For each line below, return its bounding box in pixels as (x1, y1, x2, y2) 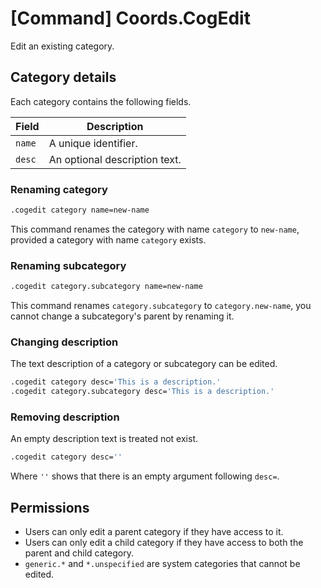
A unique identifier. (48, 136, 138, 150)
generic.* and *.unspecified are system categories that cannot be (24, 558, 301, 570)
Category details (10, 69, 117, 86)
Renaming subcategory (10, 258, 127, 272)
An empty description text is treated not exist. (10, 433, 198, 445)
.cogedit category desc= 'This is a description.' (10, 377, 222, 387)
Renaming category (10, 182, 108, 196)
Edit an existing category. (10, 40, 115, 52)
